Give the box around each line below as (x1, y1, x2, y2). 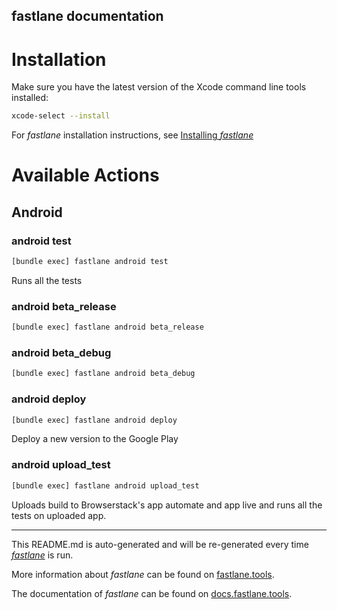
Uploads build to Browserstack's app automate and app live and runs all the (11, 499, 323, 511)
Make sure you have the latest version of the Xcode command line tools (11, 81, 307, 93)
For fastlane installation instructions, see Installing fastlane (11, 129, 254, 141)
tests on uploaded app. (11, 509, 107, 521)
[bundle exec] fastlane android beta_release (11, 322, 204, 333)
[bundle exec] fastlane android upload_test (11, 480, 200, 491)
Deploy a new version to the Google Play (11, 433, 179, 445)
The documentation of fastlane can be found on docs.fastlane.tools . (11, 587, 293, 599)
